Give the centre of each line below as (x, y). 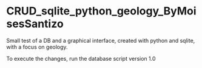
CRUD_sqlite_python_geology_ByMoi (101, 11)
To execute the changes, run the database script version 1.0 (81, 58)
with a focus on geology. (37, 47)
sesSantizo (35, 24)
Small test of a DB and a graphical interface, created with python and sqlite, (101, 40)
